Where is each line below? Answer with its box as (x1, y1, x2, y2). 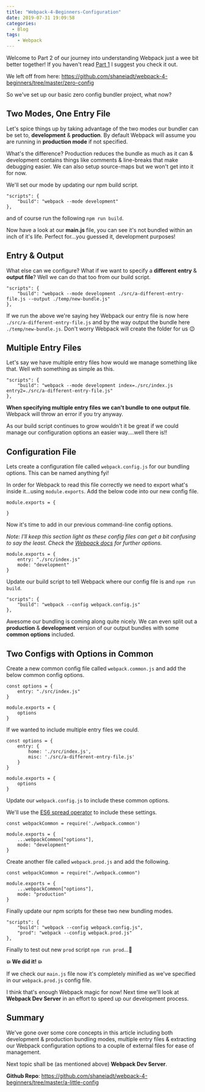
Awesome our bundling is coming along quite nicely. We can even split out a (6, 618, 198, 625)
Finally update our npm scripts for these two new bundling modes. (6, 907, 173, 915)
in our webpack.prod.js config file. (6, 977, 92, 984)
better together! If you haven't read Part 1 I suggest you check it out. (6, 61, 178, 68)
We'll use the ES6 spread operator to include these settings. (6, 809, 157, 816)
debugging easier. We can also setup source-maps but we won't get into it (6, 163, 194, 170)
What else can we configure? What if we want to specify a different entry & (6, 267, 197, 274)
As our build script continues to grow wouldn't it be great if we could (6, 422, 179, 430)
